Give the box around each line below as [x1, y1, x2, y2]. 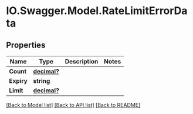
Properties [6, 40, 46, 50]
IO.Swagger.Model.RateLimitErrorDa [6, 4, 188, 18]
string [33, 77, 50, 85]
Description [65, 58, 99, 65]
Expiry [9, 77, 28, 85]
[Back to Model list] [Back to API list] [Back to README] [6, 102, 141, 108]
